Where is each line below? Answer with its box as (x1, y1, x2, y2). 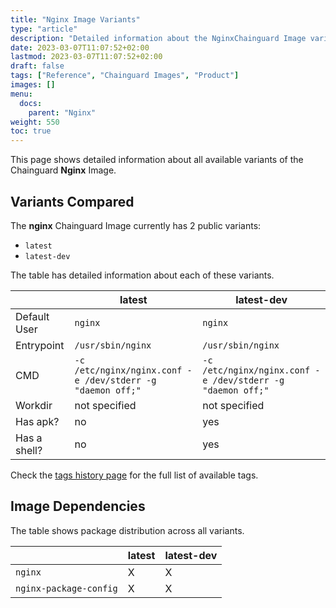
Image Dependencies (10, 498, 146, 515)
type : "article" (10, 24, 78, 34)
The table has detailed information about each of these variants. (10, 269, 275, 281)
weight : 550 (10, 117, 60, 127)
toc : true (10, 126, 52, 136)
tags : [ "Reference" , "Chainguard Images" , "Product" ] (10, 71, 240, 81)
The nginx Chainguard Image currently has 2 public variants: (10, 219, 262, 231)
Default (15, 309, 50, 323)
